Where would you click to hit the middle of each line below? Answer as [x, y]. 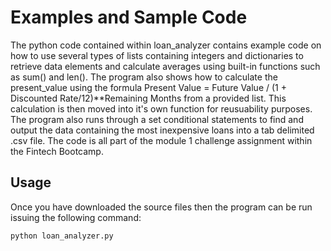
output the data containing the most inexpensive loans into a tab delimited [162, 130]
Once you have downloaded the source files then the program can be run [161, 207]
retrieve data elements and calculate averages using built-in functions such [165, 66]
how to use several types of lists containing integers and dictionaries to [157, 55]
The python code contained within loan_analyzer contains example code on [166, 45]
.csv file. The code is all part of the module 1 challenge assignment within [161, 140]
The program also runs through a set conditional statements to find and [157, 119]
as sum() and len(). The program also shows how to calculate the [144, 77]
